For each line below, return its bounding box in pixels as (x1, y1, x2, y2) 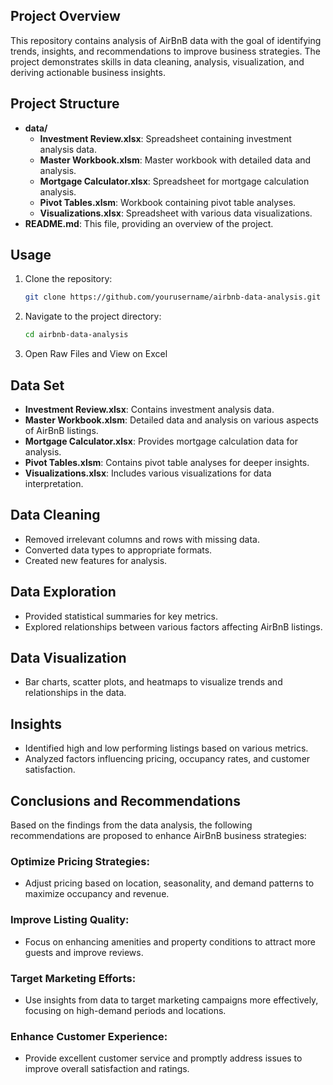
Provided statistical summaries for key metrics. (24, 610, 218, 622)
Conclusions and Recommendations (10, 792, 241, 809)
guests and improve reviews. (24, 946, 144, 958)
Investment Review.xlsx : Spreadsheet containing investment (39, 132, 292, 144)
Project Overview (10, 8, 121, 25)
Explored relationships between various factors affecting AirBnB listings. (24, 620, 323, 633)
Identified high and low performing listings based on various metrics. (24, 742, 309, 754)
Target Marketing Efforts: (10, 971, 137, 985)
